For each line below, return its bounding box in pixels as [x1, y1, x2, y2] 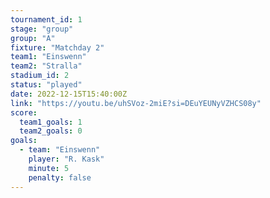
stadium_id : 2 [10, 71, 70, 81]
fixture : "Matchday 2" [10, 42, 105, 53]
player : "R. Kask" [28, 154, 105, 164]
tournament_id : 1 [10, 14, 83, 25]
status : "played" [10, 80, 83, 90]
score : [10, 107, 38, 118]
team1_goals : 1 [19, 117, 83, 127]
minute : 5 [28, 163, 70, 173]
